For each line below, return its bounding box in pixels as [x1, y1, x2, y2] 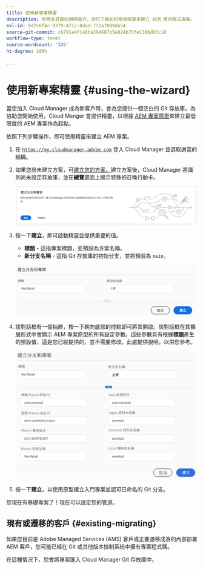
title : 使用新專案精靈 [6, 10, 58, 16]
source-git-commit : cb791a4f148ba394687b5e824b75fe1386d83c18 [6, 29, 167, 35]
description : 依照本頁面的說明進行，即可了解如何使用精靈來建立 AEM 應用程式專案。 [6, 16, 195, 22]
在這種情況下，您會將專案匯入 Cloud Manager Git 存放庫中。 [6, 556, 158, 564]
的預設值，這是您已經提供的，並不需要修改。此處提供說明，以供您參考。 [15, 338, 196, 346]
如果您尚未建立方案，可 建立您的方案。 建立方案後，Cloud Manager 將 [15, 166, 188, 173]
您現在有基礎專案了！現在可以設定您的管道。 [6, 499, 118, 506]
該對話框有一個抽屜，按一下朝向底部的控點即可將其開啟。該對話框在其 [15, 323, 191, 331]
